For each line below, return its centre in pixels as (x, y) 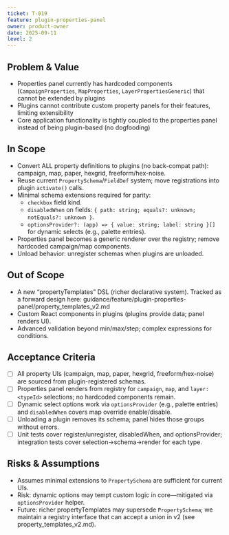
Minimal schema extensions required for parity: (84, 195)
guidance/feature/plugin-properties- (135, 299)
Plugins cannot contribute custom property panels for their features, (114, 105)
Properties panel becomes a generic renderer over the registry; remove (118, 239)
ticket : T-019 (28, 13)
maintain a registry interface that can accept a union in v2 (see (106, 516)
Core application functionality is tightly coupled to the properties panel (117, 120)
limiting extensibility (45, 113)
